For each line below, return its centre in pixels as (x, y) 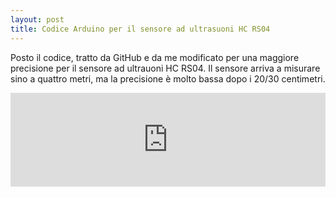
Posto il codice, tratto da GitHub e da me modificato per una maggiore (155, 57)
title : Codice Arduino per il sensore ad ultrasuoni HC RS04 (140, 29)
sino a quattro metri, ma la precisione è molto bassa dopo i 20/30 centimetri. (168, 78)
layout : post (37, 19)
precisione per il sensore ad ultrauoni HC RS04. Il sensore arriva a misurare (165, 68)
